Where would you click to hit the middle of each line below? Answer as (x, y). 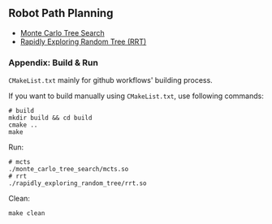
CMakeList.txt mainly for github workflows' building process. (110, 80)
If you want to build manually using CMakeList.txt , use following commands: (136, 96)
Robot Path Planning (61, 13)
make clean (27, 213)
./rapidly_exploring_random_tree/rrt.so (78, 183)
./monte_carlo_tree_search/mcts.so (69, 170)
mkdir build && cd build (50, 118)
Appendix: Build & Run (54, 62)
